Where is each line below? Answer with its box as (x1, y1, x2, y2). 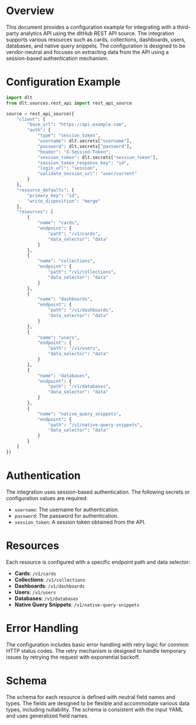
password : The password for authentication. (14, 512, 119, 519)
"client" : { (16, 116, 46, 122)
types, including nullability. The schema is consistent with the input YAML (6, 706, 183, 713)
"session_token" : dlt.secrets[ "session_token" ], (37, 154, 159, 160)
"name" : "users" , (37, 335, 80, 340)
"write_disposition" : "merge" (27, 198, 101, 204)
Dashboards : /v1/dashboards (14, 582, 85, 589)
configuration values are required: (6, 494, 88, 501)
